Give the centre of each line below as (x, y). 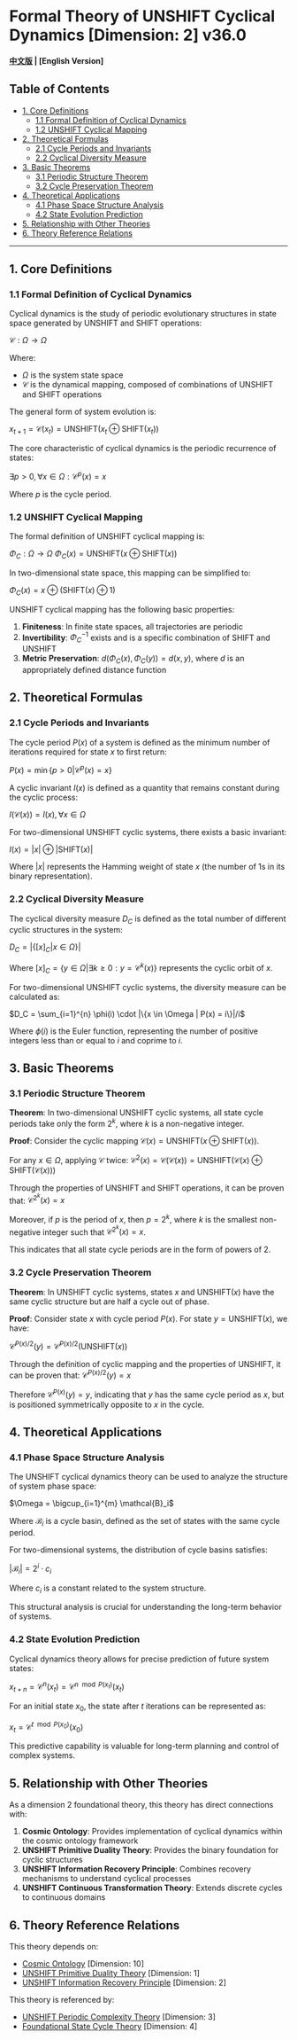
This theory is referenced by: (62, 2000)
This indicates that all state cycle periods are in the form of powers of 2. (140, 1250)
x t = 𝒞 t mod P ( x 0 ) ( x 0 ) (46, 1727)
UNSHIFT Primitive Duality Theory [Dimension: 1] (111, 1974)
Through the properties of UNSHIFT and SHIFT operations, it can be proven (147, 1188)
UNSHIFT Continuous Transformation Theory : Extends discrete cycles (152, 1888)
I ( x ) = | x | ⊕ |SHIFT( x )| (51, 849)
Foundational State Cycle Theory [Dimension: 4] (110, 2027)
